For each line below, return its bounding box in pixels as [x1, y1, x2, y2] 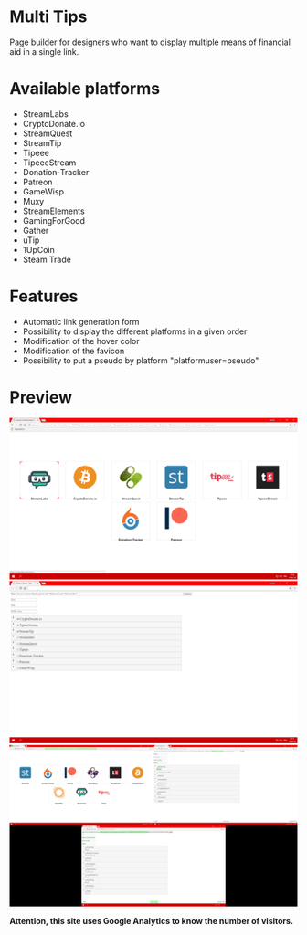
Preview [9, 387, 73, 407]
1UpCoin [22, 244, 55, 255]
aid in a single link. [9, 46, 79, 57]
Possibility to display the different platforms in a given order [22, 326, 248, 337]
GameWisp [22, 185, 64, 197]
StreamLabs [22, 108, 69, 120]
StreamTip [22, 137, 62, 148]
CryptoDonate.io [22, 118, 85, 129]
